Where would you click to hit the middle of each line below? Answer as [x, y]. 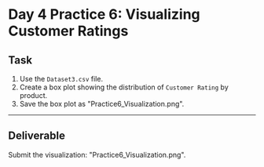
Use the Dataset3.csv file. [61, 79]
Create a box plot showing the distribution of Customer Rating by [124, 87]
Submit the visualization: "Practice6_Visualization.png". [97, 154]
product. [33, 95]
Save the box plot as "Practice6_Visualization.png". [102, 104]
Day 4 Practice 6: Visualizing [104, 15]
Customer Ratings [68, 31]
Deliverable [37, 136]
